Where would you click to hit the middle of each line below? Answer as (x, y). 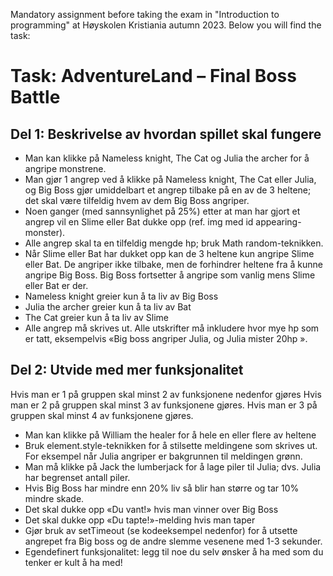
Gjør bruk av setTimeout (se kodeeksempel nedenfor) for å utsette (161, 530)
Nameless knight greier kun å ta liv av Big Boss (121, 296)
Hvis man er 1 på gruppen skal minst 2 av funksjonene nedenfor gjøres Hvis (166, 394)
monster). (45, 232)
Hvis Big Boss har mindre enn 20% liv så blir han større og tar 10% (162, 488)
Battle (35, 97)
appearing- (278, 222)
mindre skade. (54, 498)
